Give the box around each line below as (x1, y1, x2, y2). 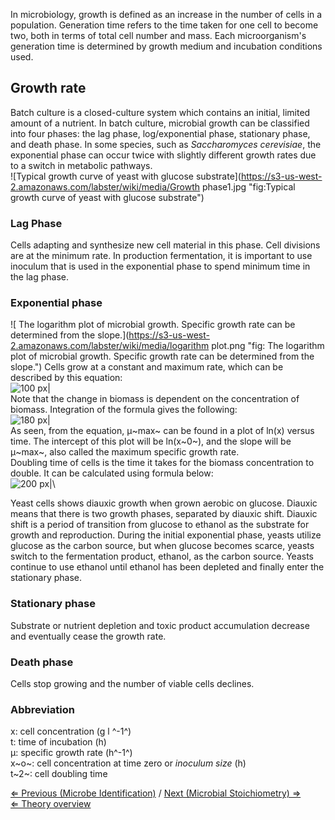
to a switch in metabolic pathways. (10, 159, 153, 171)
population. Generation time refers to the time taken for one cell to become (10, 19, 319, 31)
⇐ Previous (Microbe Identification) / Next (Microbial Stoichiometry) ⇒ (10, 787, 302, 799)
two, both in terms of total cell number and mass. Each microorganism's (10, 30, 307, 41)
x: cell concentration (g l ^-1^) (10, 725, 132, 738)
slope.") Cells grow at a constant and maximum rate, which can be (10, 361, 284, 373)
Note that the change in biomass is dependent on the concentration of (10, 393, 300, 405)
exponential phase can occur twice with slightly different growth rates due (10, 149, 317, 161)
